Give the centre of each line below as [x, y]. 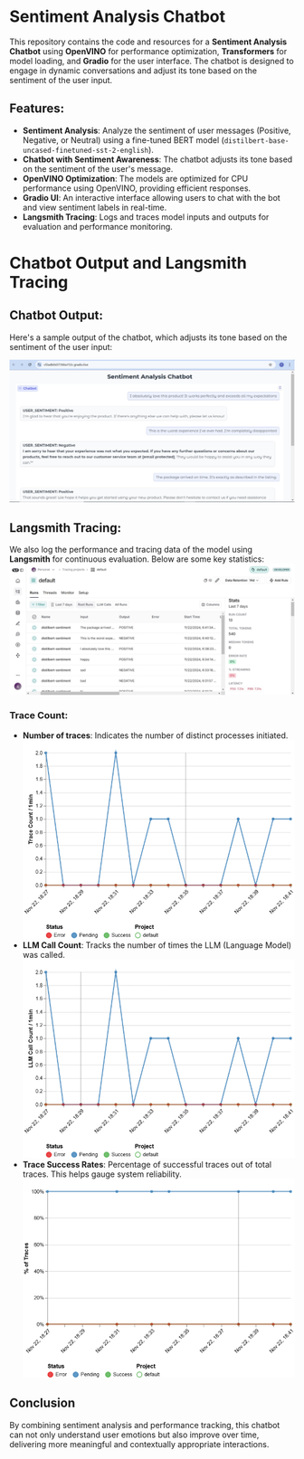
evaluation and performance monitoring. [98, 226]
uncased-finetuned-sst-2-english [85, 150]
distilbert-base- [256, 141]
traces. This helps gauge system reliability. [102, 1174]
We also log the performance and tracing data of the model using [131, 550]
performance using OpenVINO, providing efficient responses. [137, 188]
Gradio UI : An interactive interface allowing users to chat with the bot [151, 197]
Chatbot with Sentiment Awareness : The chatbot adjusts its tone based [157, 159]
